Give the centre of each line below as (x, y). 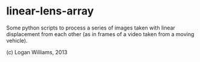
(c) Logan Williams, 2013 (37, 52)
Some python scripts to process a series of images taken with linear (91, 28)
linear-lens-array (50, 11)
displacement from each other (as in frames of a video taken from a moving (100, 34)
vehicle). (17, 40)
